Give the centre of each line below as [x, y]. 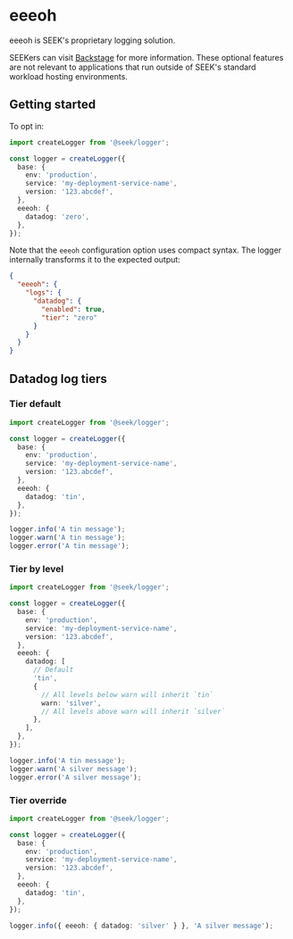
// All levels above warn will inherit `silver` [134, 711]
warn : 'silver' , [71, 703]
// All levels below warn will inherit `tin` [128, 694]
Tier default [35, 404]
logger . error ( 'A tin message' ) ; [69, 546]
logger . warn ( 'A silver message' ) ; [74, 769]
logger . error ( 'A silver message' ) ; [75, 777]
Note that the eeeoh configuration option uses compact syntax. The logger [146, 250]
